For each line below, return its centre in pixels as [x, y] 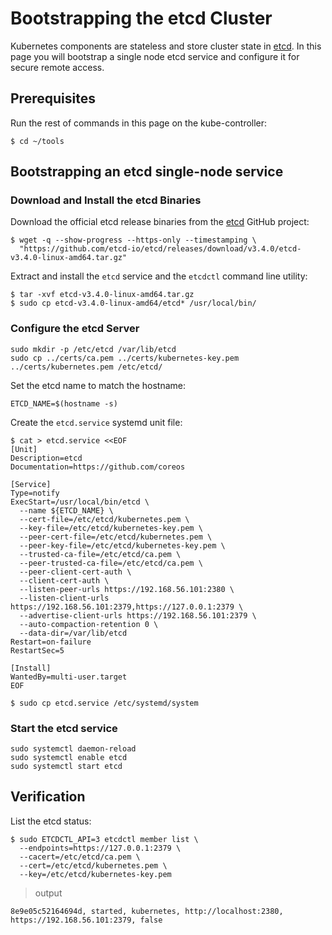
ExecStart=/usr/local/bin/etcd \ [80, 502]
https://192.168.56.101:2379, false [86, 920]
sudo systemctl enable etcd [69, 758]
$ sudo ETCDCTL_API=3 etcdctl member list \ [104, 839]
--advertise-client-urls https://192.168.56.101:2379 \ [138, 615]
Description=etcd [46, 458]
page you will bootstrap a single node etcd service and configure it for [155, 56]
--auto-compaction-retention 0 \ [89, 624]
